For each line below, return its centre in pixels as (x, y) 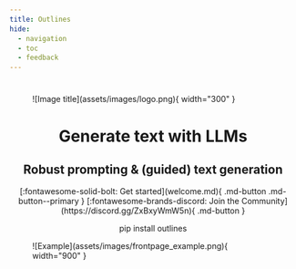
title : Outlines (40, 19)
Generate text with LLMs (153, 136)
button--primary (48, 202)
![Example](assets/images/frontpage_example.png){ (130, 246)
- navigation (42, 38)
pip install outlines (153, 229)
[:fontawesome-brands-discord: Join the (163, 202)
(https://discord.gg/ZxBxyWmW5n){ (128, 211)
